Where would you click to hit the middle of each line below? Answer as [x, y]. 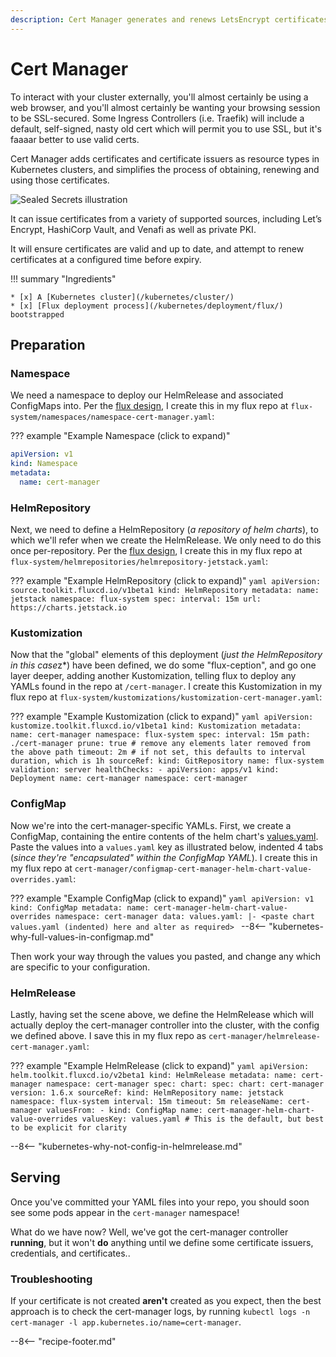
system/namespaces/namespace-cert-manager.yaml [111, 417]
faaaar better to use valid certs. [75, 139]
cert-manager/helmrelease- [265, 1036]
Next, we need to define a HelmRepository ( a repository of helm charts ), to [164, 530]
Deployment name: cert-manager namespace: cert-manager [129, 779]
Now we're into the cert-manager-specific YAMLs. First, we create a [151, 825]
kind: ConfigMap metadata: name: [80, 907]
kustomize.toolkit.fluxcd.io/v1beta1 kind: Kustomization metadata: [156, 726]
